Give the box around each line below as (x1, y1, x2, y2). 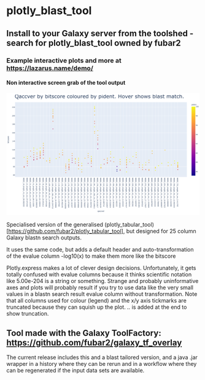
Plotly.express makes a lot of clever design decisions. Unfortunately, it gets (6, 265, 196, 272)
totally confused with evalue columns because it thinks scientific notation (6, 271, 192, 278)
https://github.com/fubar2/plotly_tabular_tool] (8, 228, 124, 235)
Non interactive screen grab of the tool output (6, 79, 126, 87)
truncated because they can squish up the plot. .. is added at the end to (6, 303, 187, 311)
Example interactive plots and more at (6, 56, 122, 64)
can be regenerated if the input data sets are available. (6, 366, 145, 374)
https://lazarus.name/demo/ (6, 64, 93, 72)
